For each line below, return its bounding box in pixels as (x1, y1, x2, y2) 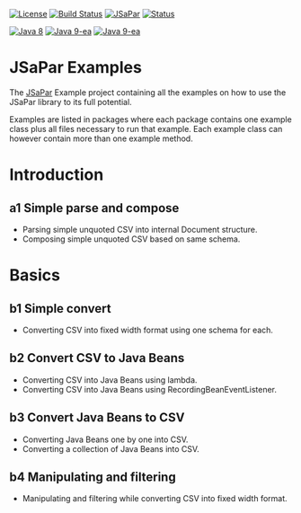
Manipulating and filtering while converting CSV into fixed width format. (22, 493, 288, 504)
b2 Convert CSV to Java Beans (9, 350, 185, 366)
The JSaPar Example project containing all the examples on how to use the (9, 86, 287, 98)
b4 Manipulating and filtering (9, 469, 177, 484)
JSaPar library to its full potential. (9, 96, 132, 107)
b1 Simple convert (9, 301, 111, 316)
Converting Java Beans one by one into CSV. (22, 434, 189, 445)
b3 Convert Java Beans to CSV (9, 410, 185, 426)
